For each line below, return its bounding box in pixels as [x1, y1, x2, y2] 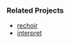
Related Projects [6, 6, 64, 15]
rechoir [16, 22, 38, 30]
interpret [16, 29, 42, 37]
